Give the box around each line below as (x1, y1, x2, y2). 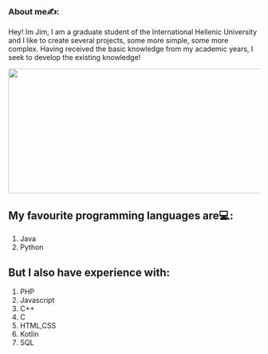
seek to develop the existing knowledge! (8, 53, 141, 62)
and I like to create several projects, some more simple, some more (8, 36, 229, 46)
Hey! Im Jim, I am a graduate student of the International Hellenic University (8, 27, 258, 37)
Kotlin (19, 329, 39, 339)
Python (19, 242, 44, 253)
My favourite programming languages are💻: (8, 209, 234, 222)
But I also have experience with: (8, 265, 170, 279)
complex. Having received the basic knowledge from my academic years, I (8, 44, 254, 54)
